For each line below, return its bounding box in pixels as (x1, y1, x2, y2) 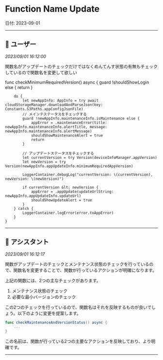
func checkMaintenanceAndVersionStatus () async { (5, 320, 108, 325)
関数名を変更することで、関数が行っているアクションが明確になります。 (13, 267, 157, 273)
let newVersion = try (22, 159, 66, 164)
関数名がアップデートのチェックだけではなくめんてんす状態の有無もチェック (5, 63, 158, 69)
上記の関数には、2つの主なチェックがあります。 (5, 277, 101, 283)
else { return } (5, 84, 33, 90)
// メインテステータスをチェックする (22, 112, 87, 117)
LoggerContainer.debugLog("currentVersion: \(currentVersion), (22, 172, 153, 177)
